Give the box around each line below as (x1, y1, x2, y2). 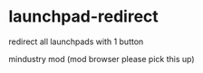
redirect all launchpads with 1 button (8, 36, 144, 47)
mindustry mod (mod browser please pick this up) (8, 53, 196, 64)
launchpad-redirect (8, 6, 159, 27)
